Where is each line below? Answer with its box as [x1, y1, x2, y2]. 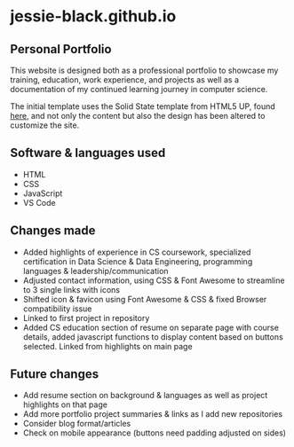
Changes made [10, 223, 96, 239]
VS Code [22, 197, 56, 208]
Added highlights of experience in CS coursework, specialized [22, 247, 251, 257]
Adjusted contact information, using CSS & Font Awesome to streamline [22, 275, 285, 286]
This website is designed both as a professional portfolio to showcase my [10, 65, 279, 75]
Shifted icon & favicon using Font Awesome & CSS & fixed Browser [22, 294, 267, 304]
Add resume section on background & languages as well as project [22, 390, 268, 401]
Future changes [10, 366, 99, 382]
